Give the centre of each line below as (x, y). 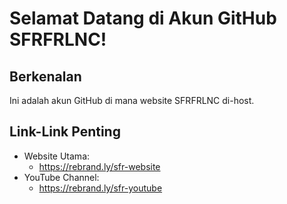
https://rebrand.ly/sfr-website (99, 166)
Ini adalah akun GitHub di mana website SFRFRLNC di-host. (132, 100)
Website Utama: (57, 156)
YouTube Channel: (61, 177)
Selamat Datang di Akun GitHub (143, 18)
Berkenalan (45, 76)
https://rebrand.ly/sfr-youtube (100, 188)
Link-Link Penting (65, 132)
